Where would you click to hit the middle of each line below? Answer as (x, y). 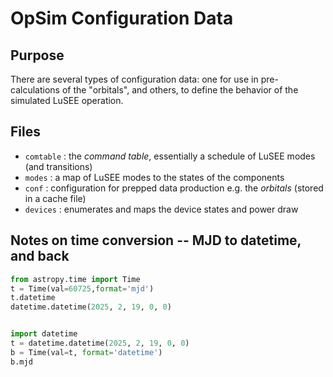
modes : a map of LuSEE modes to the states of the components (154, 177)
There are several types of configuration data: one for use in (134, 79)
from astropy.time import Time (75, 279)
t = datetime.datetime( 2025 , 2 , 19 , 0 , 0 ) (100, 343)
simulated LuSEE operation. (67, 100)
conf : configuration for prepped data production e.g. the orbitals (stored (174, 188)
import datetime (44, 334)
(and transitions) (58, 166)
